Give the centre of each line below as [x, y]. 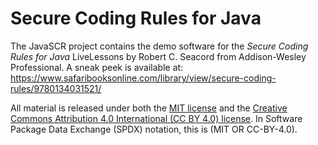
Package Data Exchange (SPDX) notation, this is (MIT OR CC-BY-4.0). [154, 129]
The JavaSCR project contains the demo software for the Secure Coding [159, 46]
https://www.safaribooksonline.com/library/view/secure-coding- [143, 78]
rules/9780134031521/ [56, 88]
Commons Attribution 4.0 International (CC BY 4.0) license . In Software [156, 118]
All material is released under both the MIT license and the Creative [149, 108]
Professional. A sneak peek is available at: [97, 67]
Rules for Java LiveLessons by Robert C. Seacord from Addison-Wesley [158, 56]
